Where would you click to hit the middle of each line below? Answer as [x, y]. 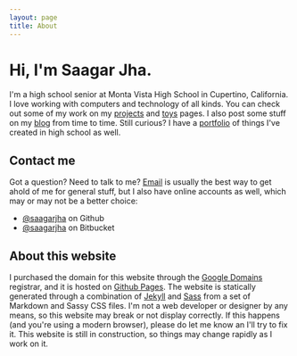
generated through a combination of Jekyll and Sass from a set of [130, 296]
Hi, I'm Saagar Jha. [81, 70]
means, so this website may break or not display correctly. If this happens [145, 315]
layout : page [33, 17]
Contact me [42, 160]
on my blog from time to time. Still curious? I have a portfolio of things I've [145, 123]
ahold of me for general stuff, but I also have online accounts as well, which [148, 192]
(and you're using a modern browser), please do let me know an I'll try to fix [148, 325]
